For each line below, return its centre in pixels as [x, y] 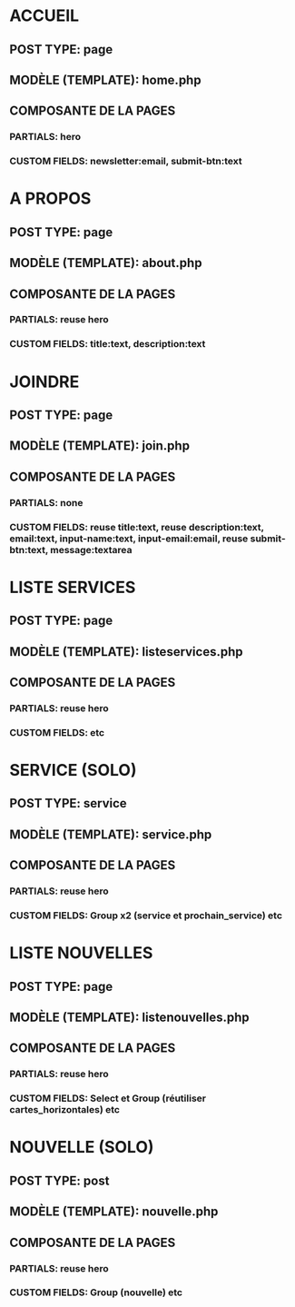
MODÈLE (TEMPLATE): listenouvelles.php [129, 1017]
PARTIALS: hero [45, 137]
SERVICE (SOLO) [73, 770]
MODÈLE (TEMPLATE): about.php [106, 263]
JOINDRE [44, 381]
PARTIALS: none [46, 502]
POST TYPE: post [59, 1180]
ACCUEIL [44, 16]
